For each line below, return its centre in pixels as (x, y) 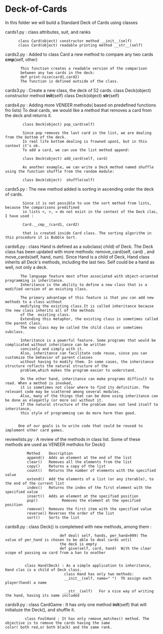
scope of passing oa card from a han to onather (55, 553)
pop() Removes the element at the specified (83, 500)
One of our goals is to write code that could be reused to (80, 426)
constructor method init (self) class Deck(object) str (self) (62, 95)
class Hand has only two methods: (99, 574)
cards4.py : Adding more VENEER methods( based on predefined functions (81, 105)
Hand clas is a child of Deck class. (43, 570)
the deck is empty (78, 544)
